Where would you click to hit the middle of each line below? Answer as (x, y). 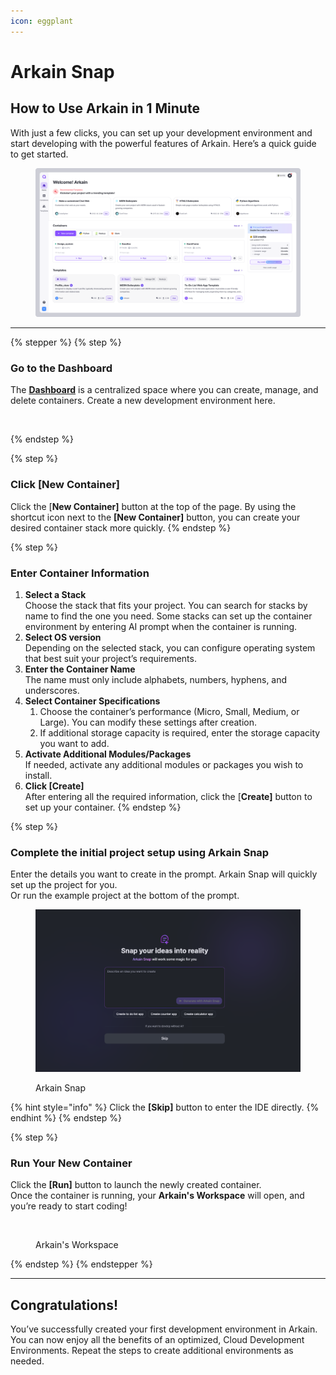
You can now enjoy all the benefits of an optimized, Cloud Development (157, 1340)
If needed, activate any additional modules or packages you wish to (164, 765)
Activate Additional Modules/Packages (108, 754)
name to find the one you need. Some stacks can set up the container (168, 616)
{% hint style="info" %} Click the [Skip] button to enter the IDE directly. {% (165, 1107)
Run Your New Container (71, 1163)
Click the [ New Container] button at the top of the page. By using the (153, 506)
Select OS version (63, 637)
